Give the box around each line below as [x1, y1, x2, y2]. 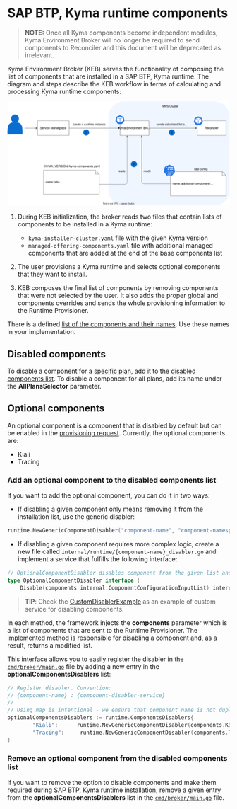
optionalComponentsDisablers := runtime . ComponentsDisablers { [7, 714, 194, 721]
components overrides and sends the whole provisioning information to [17, 299, 226, 307]
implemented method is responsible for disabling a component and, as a [7, 633, 217, 642]
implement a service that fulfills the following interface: [17, 555, 178, 563]
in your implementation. [7, 328, 76, 336]
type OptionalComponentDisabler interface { [7, 577, 140, 584]
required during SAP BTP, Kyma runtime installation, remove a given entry [7, 786, 221, 794]
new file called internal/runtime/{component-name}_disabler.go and [17, 547, 217, 556]
